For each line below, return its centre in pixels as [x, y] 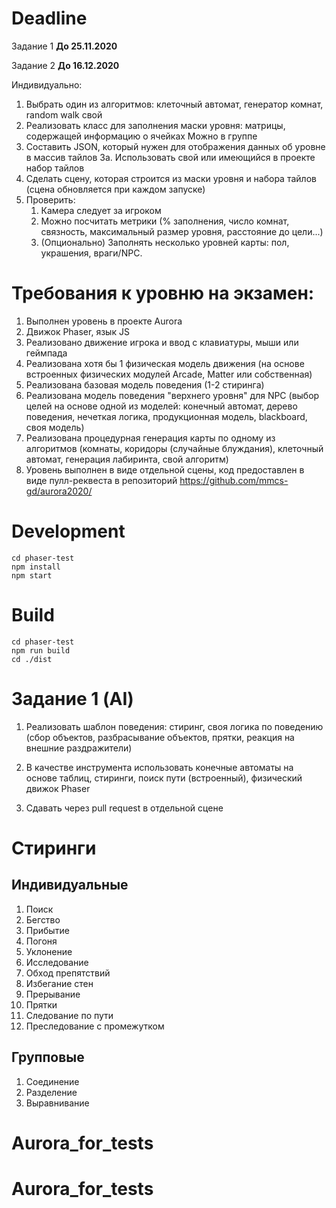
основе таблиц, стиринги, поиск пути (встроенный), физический [164, 778]
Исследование [57, 962]
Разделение [51, 1092]
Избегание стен [59, 983]
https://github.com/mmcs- [234, 480]
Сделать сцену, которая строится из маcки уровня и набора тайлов [171, 178]
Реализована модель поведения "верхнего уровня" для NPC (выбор [172, 395]
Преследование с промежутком [95, 1026]
